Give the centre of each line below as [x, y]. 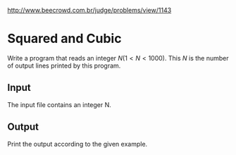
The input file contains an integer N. [59, 104]
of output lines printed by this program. [64, 66]
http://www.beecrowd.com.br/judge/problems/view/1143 [89, 10]
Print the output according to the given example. [77, 144]
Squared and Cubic [64, 39]
